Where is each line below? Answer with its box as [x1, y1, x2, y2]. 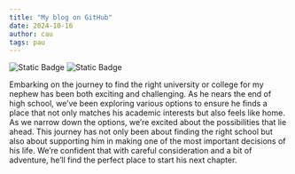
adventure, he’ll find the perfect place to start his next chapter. [9, 154, 237, 165]
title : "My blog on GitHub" [9, 12, 113, 22]
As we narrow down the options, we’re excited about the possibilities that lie [9, 117, 287, 128]
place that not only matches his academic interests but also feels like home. [9, 107, 285, 118]
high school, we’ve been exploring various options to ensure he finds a [9, 99, 268, 109]
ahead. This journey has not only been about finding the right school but [9, 126, 273, 138]
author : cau [9, 29, 53, 38]
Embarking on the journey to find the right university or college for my [9, 79, 264, 90]
